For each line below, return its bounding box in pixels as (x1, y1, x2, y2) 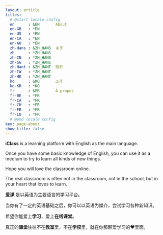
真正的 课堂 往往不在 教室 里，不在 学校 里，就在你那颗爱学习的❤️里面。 (5, 224, 149, 230)
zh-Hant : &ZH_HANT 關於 (10, 64, 64, 69)
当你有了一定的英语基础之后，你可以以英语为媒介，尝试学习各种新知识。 (5, 202, 157, 208)
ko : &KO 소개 (10, 79, 63, 84)
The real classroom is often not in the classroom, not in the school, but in (5, 175, 158, 181)
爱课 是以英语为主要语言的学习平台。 (5, 191, 83, 197)
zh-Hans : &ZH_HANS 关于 (10, 45, 64, 51)
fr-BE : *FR (10, 93, 40, 98)
